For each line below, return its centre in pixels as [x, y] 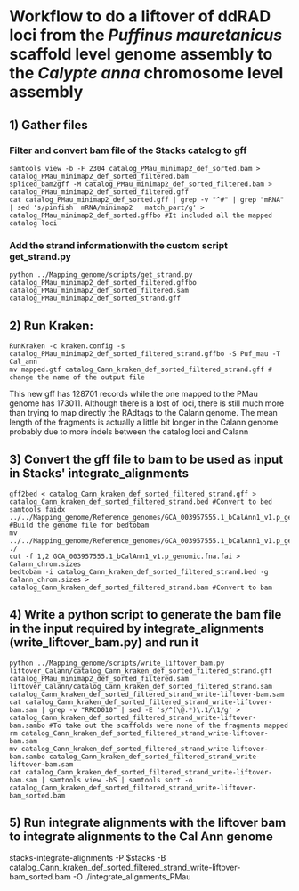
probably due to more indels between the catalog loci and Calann [129, 431]
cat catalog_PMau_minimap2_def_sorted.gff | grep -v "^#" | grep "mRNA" [147, 199]
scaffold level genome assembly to [141, 54]
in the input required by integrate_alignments [137, 629]
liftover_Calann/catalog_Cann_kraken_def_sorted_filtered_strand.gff [141, 671]
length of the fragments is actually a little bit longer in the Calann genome [144, 422]
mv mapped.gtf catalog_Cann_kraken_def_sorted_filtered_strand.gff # [141, 369]
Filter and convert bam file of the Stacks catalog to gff [128, 150]
